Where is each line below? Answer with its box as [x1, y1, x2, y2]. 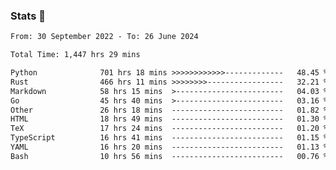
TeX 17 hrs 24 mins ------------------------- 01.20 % [10, 124, 329, 134]
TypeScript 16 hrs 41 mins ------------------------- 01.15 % [10, 133, 329, 143]
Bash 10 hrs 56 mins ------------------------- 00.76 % [10, 151, 329, 161]
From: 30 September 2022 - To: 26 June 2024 [10, 32, 199, 42]
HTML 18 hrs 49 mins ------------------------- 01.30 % [10, 114, 329, 124]
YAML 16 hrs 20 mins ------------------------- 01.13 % [10, 142, 329, 153]
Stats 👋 [10, 9, 46, 23]
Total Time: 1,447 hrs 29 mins [10, 50, 141, 60]
